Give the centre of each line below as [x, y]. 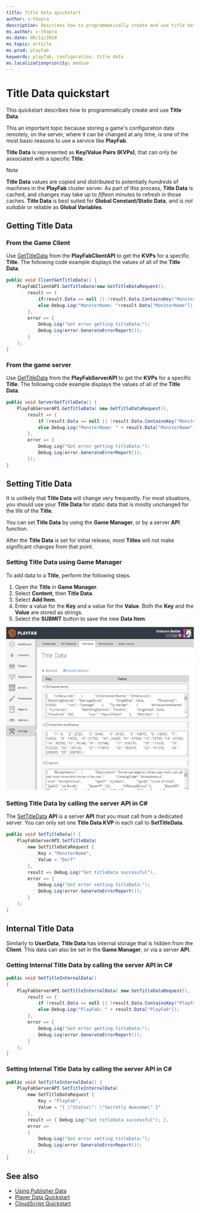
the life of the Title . [30, 511]
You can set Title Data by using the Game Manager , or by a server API [93, 522]
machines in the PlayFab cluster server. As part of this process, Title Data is [100, 188]
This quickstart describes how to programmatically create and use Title [94, 110]
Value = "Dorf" [57, 860]
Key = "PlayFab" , [60, 1101]
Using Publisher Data [40, 1191]
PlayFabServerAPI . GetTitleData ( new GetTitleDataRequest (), [93, 408]
